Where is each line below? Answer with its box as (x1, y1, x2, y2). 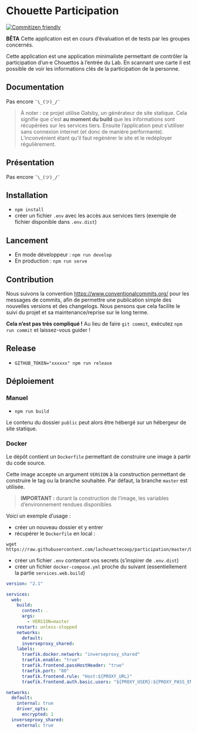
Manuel (6, 394, 28, 402)
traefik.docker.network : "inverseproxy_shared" (21, 652, 141, 658)
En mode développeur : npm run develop (14, 251, 112, 258)
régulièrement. (20, 140, 56, 148)
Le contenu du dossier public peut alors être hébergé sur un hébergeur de (6, 419, 186, 426)
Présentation (6, 158, 55, 168)
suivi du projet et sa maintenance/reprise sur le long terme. (6, 309, 149, 316)
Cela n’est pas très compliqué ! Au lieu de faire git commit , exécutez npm (6, 320, 183, 327)
